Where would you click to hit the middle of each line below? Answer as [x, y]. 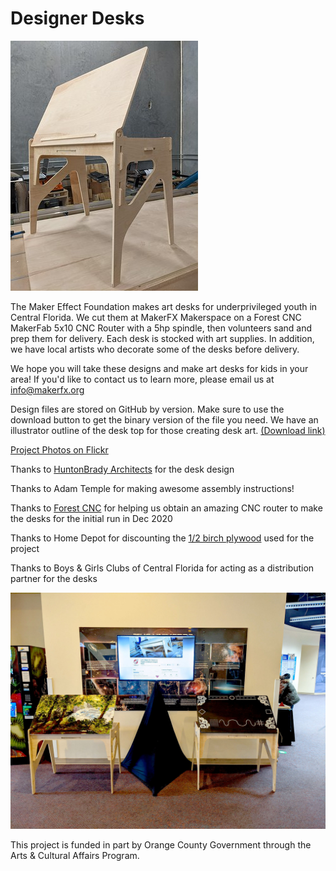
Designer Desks [77, 18]
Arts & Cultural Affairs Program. [75, 855]
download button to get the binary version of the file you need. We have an [164, 419]
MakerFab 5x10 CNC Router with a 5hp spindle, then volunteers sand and [161, 328]
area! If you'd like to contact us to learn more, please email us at [142, 379]
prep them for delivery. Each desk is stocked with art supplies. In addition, [162, 338]
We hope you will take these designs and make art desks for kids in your [159, 368]
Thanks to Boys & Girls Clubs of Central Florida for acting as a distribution [162, 568]
